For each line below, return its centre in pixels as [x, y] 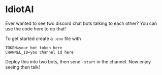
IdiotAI [20, 9]
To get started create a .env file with [43, 39]
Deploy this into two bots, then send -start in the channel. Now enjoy [78, 61]
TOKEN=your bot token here [34, 48]
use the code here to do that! [36, 28]
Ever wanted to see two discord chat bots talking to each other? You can [81, 23]
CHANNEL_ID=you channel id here [39, 52]
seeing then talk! [23, 67]
